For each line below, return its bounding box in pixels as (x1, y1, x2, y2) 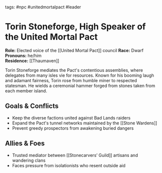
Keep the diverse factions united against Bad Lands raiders (12, 115, 131, 121)
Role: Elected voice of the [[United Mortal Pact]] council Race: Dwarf (5, 47, 144, 53)
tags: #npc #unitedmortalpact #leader (5, 4, 81, 10)
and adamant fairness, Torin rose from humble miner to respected (5, 77, 137, 83)
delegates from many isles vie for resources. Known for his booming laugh (5, 72, 154, 78)
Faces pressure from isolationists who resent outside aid (12, 162, 126, 168)
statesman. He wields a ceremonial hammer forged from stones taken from (5, 83, 156, 88)
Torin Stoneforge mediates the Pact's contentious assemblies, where (5, 67, 144, 73)
